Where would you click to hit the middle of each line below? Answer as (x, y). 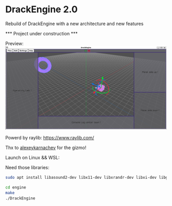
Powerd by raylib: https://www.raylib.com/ (50, 138)
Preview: (15, 43)
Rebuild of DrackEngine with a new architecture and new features (74, 24)
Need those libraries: (27, 168)
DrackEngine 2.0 (41, 9)
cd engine (16, 188)
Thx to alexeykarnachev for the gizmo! (46, 148)
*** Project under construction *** (41, 33)
